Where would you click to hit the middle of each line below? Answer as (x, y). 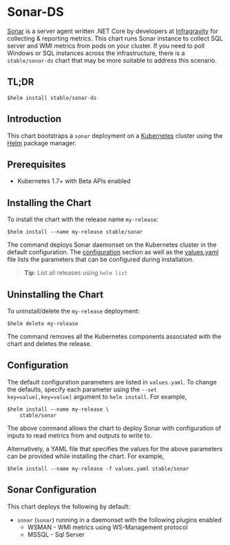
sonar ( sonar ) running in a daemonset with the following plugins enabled (119, 520)
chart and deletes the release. (50, 344)
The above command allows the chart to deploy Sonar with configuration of (114, 428)
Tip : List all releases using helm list (76, 273)
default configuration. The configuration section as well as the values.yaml (113, 252)
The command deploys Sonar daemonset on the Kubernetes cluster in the (112, 245)
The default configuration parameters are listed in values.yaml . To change (112, 382)
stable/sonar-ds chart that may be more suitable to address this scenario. (112, 60)
